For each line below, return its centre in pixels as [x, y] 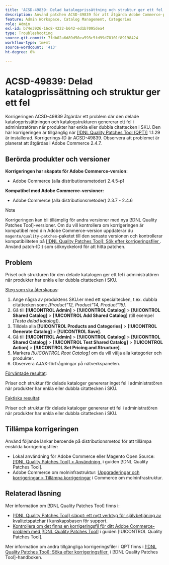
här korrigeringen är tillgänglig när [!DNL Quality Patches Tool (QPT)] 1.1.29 [83, 133]
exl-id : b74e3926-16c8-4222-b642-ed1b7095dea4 [55, 29]
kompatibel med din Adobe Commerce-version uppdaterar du [69, 231]
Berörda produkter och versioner [58, 159]
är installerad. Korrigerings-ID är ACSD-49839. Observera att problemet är [82, 138]
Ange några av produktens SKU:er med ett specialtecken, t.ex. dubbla [85, 299]
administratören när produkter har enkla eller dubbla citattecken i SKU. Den [83, 127]
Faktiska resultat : [23, 398]
